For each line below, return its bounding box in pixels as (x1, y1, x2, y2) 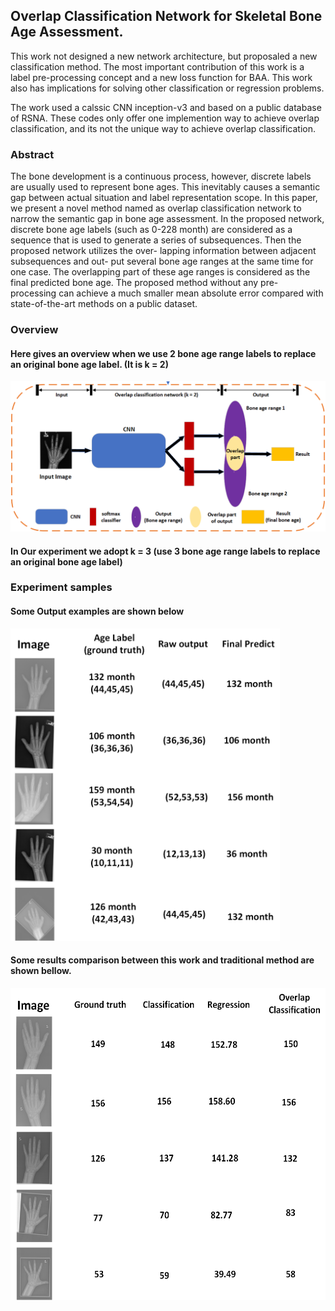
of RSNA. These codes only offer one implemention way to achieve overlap (10, 112, 320, 124)
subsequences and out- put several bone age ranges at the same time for (10, 255, 314, 268)
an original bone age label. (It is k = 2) (10, 358, 169, 370)
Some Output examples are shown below (10, 605, 185, 618)
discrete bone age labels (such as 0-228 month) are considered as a (10, 224, 293, 236)
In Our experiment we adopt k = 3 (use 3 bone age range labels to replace (10, 545, 321, 557)
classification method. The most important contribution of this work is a (10, 60, 305, 73)
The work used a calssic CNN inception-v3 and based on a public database (10, 101, 322, 113)
